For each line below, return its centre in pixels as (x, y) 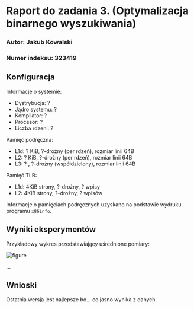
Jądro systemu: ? (36, 109)
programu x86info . (29, 211)
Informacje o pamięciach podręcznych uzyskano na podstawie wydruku (94, 204)
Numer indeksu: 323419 (41, 58)
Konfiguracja (30, 77)
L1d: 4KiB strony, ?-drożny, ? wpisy (57, 187)
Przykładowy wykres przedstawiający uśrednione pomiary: (78, 244)
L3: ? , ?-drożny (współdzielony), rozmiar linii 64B (75, 164)
